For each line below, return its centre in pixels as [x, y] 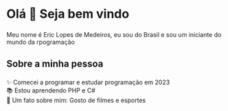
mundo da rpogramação [41, 42]
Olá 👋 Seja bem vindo [68, 14]
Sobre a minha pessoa [55, 63]
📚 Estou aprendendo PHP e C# [51, 90]
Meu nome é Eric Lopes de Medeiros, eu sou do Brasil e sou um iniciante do [114, 35]
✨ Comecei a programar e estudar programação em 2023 [88, 82]
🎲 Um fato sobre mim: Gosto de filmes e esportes [76, 100]
